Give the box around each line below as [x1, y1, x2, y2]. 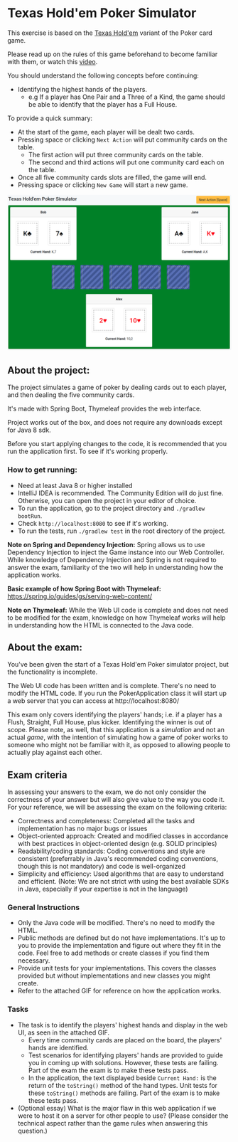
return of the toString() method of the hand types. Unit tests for [28, 1081, 218, 1089]
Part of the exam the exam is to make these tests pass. [28, 1066, 189, 1074]
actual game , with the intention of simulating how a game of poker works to [7, 733, 229, 741]
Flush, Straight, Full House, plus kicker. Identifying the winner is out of [7, 718, 212, 726]
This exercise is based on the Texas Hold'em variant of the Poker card [7, 28, 213, 37]
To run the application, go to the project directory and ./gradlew [17, 504, 205, 512]
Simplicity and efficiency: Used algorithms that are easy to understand [17, 869, 224, 878]
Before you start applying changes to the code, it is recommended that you [7, 440, 227, 448]
